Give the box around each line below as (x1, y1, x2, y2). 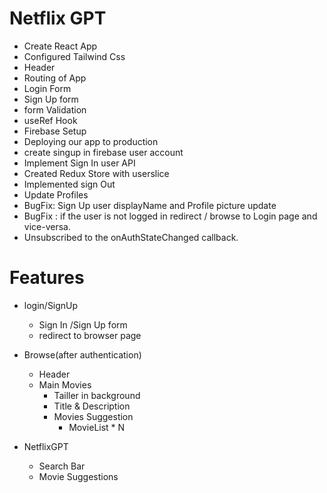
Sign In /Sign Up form (38, 318, 128, 331)
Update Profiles (23, 188, 89, 201)
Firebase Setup (23, 125, 87, 137)
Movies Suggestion (53, 410, 134, 422)
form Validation (23, 103, 87, 116)
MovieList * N (68, 421, 126, 433)
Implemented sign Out (23, 178, 116, 190)
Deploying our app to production (23, 135, 159, 147)
